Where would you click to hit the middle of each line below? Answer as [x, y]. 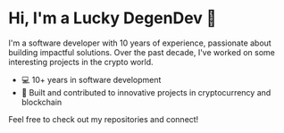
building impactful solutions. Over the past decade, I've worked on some [142, 52]
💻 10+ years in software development [91, 79]
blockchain [42, 102]
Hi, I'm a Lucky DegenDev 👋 [113, 18]
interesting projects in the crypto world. [81, 62]
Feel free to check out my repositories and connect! [104, 119]
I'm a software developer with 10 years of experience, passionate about [140, 43]
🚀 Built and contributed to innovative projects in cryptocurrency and [146, 92]
